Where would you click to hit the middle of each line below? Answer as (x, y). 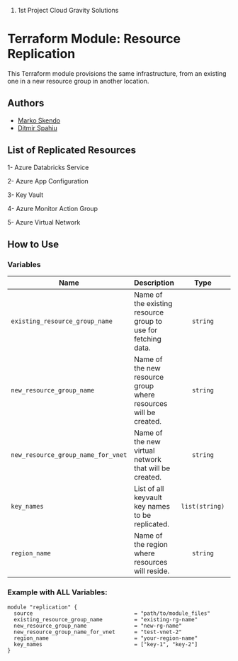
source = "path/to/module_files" (112, 613)
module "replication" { (42, 607)
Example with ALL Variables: (57, 592)
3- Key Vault (25, 195)
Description (154, 283)
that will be (152, 468)
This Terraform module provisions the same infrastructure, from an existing (117, 73)
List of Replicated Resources (72, 151)
